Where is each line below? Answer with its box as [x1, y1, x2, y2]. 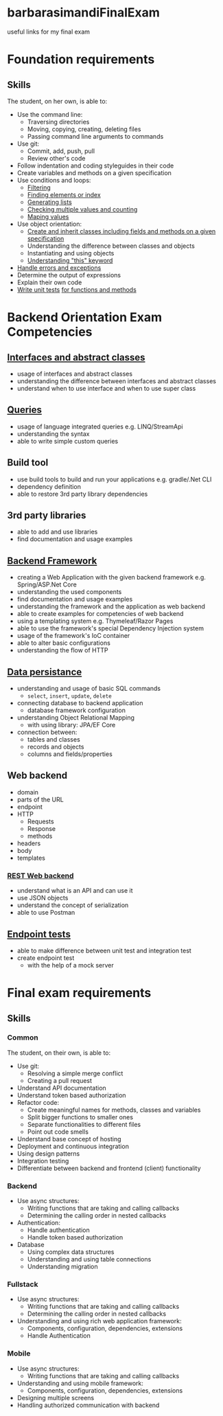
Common [7, 1033, 39, 1042]
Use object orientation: [16, 220, 82, 228]
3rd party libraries [7, 510, 86, 521]
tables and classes [27, 735, 80, 743]
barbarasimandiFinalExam [7, 5, 160, 21]
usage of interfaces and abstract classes [16, 369, 132, 378]
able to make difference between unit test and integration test [16, 946, 192, 955]
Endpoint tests [7, 928, 71, 940]
